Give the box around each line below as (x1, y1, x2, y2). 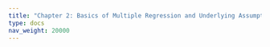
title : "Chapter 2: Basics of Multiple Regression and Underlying (8, 11, 235, 20)
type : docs (8, 19, 45, 27)
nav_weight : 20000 (8, 26, 70, 34)
